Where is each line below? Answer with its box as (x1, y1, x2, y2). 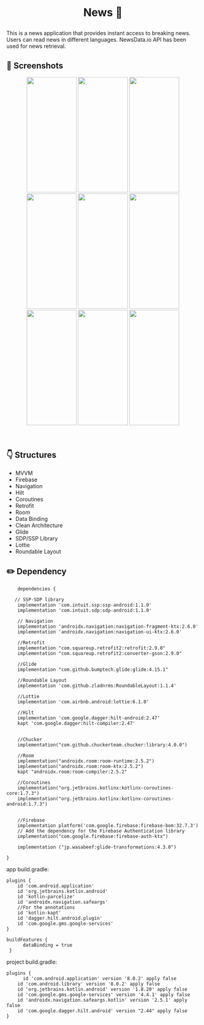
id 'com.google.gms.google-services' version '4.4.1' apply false (17, 991, 191, 998)
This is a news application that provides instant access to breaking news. (6, 30, 191, 37)
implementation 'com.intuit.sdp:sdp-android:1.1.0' (17, 607, 152, 614)
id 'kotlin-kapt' (17, 909, 62, 916)
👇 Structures (6, 450, 57, 461)
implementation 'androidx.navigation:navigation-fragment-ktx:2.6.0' (17, 623, 199, 630)
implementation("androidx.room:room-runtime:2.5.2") (17, 758, 155, 764)
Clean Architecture (15, 521, 63, 529)
